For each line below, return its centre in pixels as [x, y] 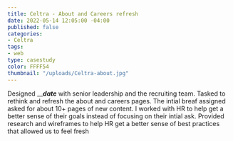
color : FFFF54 [29, 67]
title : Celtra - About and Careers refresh [73, 14]
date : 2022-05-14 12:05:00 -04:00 [59, 21]
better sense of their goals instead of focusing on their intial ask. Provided [116, 116]
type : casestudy [31, 60]
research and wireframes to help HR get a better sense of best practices [114, 123]
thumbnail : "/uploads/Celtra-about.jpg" [68, 73]
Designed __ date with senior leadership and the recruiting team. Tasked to [116, 94]
